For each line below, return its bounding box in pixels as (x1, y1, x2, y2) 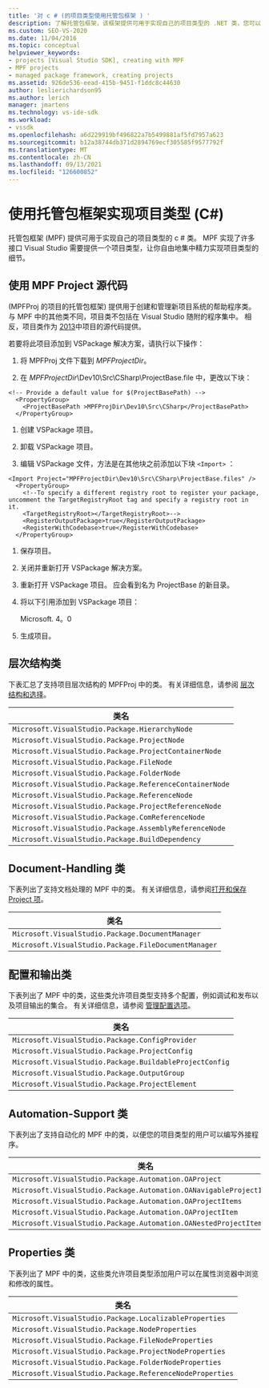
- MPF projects (8, 64, 59, 72)
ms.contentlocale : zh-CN (8, 153, 91, 161)
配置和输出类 (8, 968, 72, 981)
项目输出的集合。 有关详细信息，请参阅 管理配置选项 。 (14, 1000, 195, 1010)
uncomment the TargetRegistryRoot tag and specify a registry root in (8, 496, 249, 504)
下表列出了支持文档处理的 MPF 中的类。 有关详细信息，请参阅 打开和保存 (8, 884, 247, 894)
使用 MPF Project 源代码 (8, 279, 128, 292)
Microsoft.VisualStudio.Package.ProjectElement (12, 1080, 198, 1089)
